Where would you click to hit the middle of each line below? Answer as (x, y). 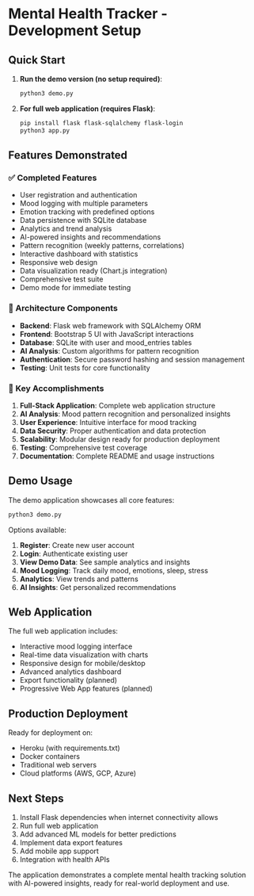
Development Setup (75, 31)
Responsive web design (59, 262)
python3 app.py (45, 130)
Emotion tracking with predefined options (87, 212)
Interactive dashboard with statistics (79, 254)
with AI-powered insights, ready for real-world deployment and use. (119, 883)
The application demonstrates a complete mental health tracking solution (127, 875)
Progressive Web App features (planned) (86, 689)
